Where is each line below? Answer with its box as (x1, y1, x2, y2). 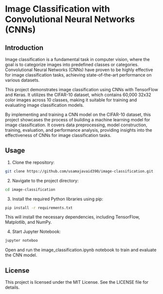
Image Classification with (5, 3, 110, 15)
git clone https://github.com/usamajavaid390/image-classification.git (5, 169, 153, 174)
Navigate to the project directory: (12, 177, 79, 183)
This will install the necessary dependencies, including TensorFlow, (5, 214, 140, 220)
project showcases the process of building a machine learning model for (5, 117, 150, 122)
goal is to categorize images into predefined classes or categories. (5, 62, 139, 67)
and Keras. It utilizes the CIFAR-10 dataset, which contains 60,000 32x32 (5, 92, 152, 98)
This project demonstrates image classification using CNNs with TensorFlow (5, 87, 158, 92)
